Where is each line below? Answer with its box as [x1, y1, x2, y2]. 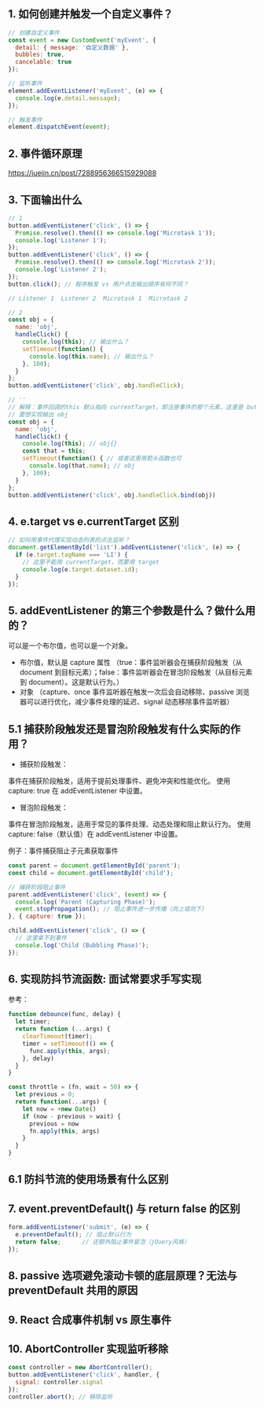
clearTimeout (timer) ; [22, 1033, 93, 1040]
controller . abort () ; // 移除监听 [8, 1392, 113, 1401]
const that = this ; [22, 447, 86, 455]
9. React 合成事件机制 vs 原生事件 [8, 1313, 172, 1326]
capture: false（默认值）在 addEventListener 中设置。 [8, 830, 182, 838]
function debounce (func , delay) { [8, 1011, 122, 1018]
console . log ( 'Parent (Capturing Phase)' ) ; [15, 898, 156, 906]
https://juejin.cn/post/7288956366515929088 [8, 168, 157, 178]
